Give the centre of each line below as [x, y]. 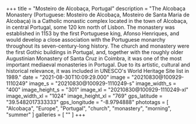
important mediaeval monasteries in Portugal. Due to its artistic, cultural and [98, 65]
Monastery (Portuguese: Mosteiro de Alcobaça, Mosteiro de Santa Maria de [98, 15]
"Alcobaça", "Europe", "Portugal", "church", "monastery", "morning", [89, 108]
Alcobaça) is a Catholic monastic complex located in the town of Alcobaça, [97, 21]
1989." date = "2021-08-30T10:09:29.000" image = [68, 77]
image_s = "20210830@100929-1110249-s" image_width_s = [103, 83]
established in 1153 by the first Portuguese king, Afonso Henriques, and [93, 33]
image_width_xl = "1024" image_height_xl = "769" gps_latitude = [84, 96]
